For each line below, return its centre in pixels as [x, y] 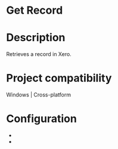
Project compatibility [59, 78]
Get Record [35, 10]
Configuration [42, 119]
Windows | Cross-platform [39, 95]
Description [36, 38]
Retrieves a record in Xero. [39, 54]
